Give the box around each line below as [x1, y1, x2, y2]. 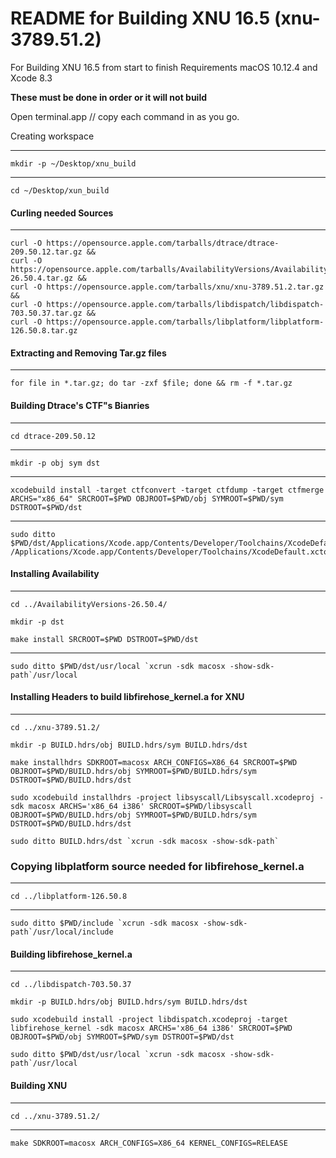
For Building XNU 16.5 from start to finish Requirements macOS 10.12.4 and [10, 61, 318, 73]
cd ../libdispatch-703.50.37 [10, 980, 132, 990]
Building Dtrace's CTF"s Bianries [10, 399, 150, 411]
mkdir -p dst [10, 617, 65, 627]
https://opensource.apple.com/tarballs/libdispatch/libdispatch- [46, 300, 325, 310]
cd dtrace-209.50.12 [10, 431, 97, 441]
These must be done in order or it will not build [10, 91, 208, 103]
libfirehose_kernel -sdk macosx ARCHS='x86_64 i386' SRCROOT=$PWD [10, 1023, 293, 1034]
